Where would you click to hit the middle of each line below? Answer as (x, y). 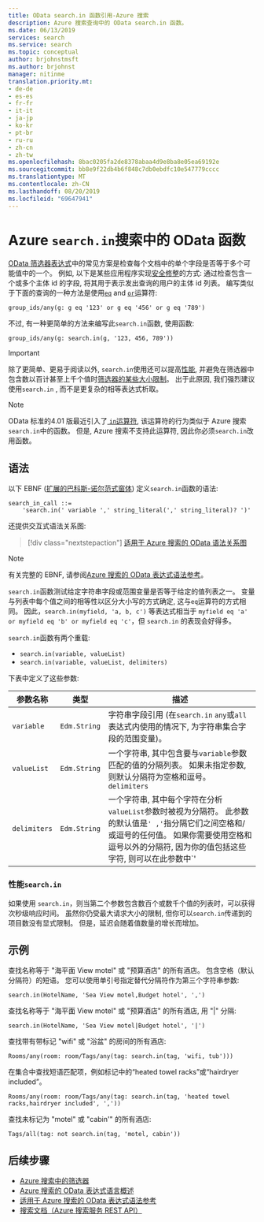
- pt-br (21, 132)
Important (24, 353)
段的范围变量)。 (137, 739)
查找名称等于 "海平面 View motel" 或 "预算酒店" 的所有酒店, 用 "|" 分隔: (123, 1011)
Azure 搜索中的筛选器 (54, 1181)
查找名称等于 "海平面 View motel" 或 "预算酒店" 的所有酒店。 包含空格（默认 (131, 971)
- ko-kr (21, 125)
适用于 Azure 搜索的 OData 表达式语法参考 (88, 1201)
